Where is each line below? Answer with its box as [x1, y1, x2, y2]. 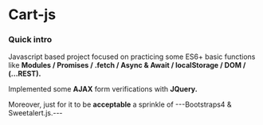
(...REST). [8, 69, 41, 79]
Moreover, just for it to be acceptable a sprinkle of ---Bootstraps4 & [8, 100, 233, 109]
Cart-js [8, 6, 57, 24]
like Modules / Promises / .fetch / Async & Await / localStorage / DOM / [8, 61, 246, 70]
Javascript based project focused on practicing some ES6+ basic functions [8, 52, 256, 61]
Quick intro [8, 34, 53, 45]
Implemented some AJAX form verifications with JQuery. [8, 84, 198, 94]
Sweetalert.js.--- [8, 108, 63, 118]
